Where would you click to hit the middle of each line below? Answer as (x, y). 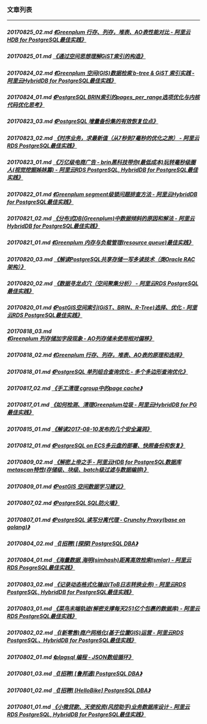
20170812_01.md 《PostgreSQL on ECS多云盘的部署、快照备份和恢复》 (96, 446)
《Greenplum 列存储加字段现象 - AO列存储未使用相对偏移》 (81, 338)
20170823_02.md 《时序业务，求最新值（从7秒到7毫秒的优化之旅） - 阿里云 (103, 138)
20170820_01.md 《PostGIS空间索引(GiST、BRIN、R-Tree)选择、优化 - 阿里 (102, 308)
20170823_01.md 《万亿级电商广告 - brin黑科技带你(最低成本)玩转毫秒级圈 (101, 162)
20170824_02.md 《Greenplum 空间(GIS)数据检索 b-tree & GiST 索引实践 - (101, 73)
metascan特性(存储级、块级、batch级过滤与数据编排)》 (78, 470)
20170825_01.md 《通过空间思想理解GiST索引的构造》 (77, 56)
